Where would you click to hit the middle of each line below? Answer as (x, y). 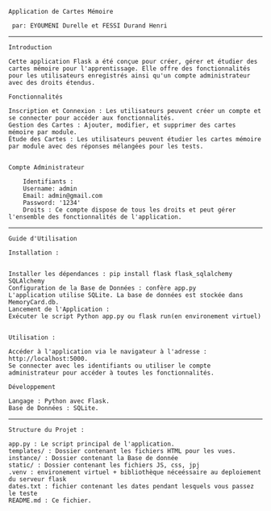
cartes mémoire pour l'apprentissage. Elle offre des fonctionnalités (129, 69)
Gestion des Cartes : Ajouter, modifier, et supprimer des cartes (122, 125)
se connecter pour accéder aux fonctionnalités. (92, 118)
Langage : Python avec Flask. (59, 401)
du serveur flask (38, 480)
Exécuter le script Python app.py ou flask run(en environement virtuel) (135, 316)
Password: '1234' (52, 203)
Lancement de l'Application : (59, 309)
